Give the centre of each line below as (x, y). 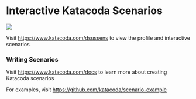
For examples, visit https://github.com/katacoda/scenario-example (86, 90)
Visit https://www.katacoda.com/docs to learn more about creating (87, 72)
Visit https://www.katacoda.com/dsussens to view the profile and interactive (98, 38)
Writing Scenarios (32, 59)
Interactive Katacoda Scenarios (84, 11)
